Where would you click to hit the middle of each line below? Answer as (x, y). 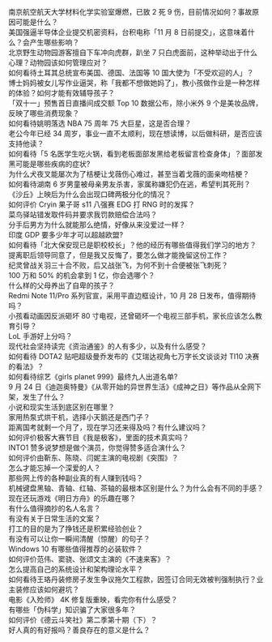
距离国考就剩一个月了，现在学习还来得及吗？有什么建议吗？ (108, 427)
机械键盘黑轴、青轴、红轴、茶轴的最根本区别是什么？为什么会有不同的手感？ (136, 488)
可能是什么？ (36, 22)
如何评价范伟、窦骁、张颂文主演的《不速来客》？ (90, 559)
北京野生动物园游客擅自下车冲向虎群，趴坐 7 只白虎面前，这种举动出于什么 (133, 52)
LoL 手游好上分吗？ (40, 336)
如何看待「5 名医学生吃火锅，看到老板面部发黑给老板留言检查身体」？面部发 (136, 154)
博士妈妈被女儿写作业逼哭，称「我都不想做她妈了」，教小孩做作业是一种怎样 (134, 83)
